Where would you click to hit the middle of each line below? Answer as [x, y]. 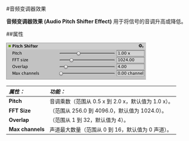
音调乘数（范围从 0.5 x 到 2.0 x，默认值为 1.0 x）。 [112, 101]
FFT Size [20, 110]
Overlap [19, 120]
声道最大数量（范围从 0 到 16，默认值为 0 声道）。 [111, 129]
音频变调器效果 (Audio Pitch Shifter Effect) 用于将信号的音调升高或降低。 [96, 21]
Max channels [27, 129]
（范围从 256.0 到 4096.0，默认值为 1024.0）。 [108, 111]
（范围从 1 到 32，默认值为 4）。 [89, 120]
